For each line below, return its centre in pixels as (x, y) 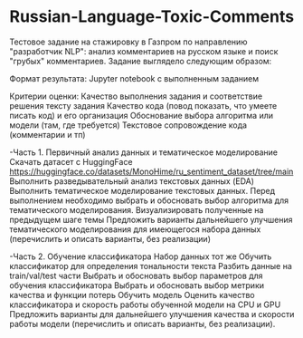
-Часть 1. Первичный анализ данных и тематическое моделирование (144, 152)
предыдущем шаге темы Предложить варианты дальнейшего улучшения (151, 219)
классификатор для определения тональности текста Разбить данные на (151, 266)
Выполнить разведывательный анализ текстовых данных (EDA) (132, 181)
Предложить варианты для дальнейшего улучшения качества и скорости (152, 314)
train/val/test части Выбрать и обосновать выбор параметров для (136, 275)
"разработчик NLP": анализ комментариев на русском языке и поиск (144, 51)
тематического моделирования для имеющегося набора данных (135, 229)
